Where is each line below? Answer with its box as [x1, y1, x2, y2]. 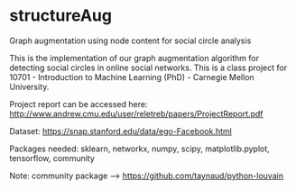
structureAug [9, 5, 113, 26]
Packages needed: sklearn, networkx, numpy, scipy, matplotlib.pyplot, [9, 143, 271, 154]
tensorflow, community [9, 152, 95, 163]
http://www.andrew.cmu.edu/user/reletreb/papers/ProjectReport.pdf [9, 108, 264, 119]
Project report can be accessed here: [9, 98, 148, 109]
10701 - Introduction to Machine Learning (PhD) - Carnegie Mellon [9, 71, 254, 82]
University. [9, 81, 50, 92]
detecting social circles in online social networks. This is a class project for [9, 62, 287, 73]
